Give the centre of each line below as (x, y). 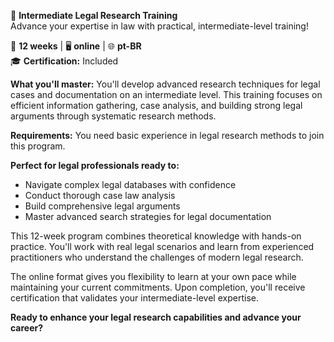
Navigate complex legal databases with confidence (130, 184)
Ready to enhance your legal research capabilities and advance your (156, 317)
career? (27, 328)
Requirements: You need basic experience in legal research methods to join (167, 135)
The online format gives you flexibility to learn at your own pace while (153, 276)
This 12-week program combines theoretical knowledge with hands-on (156, 236)
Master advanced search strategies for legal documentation (148, 216)
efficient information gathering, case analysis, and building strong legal (156, 105)
